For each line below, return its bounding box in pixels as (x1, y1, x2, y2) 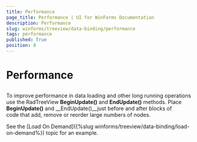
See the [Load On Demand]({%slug (6, 123, 94, 130)
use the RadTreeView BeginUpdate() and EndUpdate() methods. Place (6, 99, 182, 106)
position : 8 (6, 43, 36, 49)
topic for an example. (46, 129, 98, 137)
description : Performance (6, 20, 71, 26)
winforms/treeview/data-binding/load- (94, 123, 190, 130)
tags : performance (6, 31, 52, 37)
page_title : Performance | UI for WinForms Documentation (6, 14, 154, 20)
